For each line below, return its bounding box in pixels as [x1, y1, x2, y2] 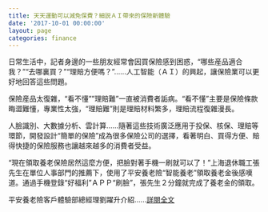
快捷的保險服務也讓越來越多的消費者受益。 [14, 141, 156, 150]
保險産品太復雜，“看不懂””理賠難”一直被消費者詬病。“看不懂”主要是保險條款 [8, 94, 258, 104]
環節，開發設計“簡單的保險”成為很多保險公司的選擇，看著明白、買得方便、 [8, 131, 254, 141]
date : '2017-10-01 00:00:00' [8, 19, 106, 27]
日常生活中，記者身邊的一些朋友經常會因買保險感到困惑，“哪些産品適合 [8, 57, 243, 66]
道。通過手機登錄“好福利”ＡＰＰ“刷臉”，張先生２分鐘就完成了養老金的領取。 [8, 178, 259, 188]
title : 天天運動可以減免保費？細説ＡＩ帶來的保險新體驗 [8, 11, 170, 20]
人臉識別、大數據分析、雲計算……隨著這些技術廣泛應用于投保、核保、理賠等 [8, 121, 259, 130]
